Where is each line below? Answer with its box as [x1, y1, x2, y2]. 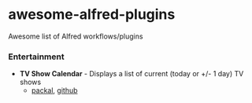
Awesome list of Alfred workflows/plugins [8, 31, 143, 41]
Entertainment [8, 51, 65, 62]
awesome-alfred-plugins [8, 6, 176, 24]
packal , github [31, 86, 78, 95]
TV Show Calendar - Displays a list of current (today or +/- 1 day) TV [19, 69, 244, 79]
